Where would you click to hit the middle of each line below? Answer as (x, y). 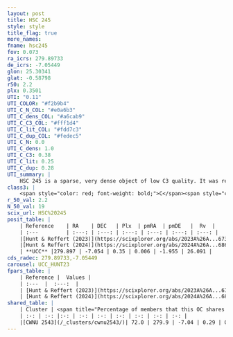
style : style (26, 26)
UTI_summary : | (29, 174)
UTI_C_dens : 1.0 (31, 149)
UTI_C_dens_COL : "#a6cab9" (46, 116)
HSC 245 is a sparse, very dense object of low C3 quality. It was (119, 181)
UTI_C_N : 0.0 (26, 143)
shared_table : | (31, 303)
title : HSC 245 (29, 20)
